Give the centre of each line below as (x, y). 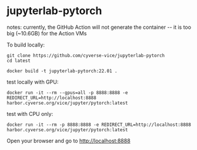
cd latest (19, 61)
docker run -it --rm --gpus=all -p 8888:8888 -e (67, 92)
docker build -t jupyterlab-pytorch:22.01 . (62, 71)
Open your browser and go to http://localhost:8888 (69, 141)
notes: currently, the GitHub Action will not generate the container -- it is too (99, 27)
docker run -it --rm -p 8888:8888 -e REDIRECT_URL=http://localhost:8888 (99, 125)
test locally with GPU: (33, 82)
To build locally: (26, 45)
